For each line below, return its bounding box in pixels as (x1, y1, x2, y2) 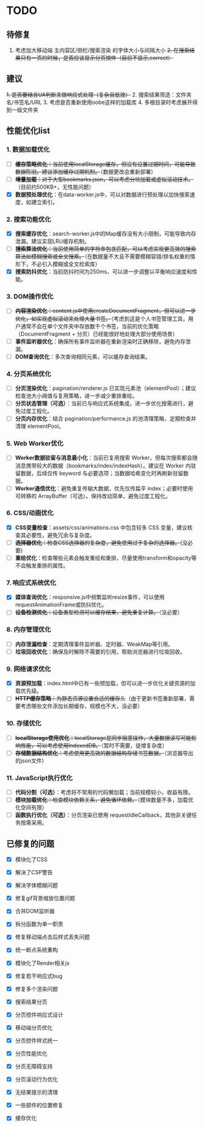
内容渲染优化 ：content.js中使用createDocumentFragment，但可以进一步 (15, 307, 196, 315)
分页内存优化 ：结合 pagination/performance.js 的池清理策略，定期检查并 (15, 415, 197, 422)
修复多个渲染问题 (15, 985, 58, 992)
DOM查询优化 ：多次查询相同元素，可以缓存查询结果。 (15, 353, 151, 360)
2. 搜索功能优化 (6, 215, 52, 224)
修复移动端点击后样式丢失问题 (15, 933, 90, 940)
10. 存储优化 (6, 719, 41, 728)
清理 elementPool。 (15, 423, 64, 430)
